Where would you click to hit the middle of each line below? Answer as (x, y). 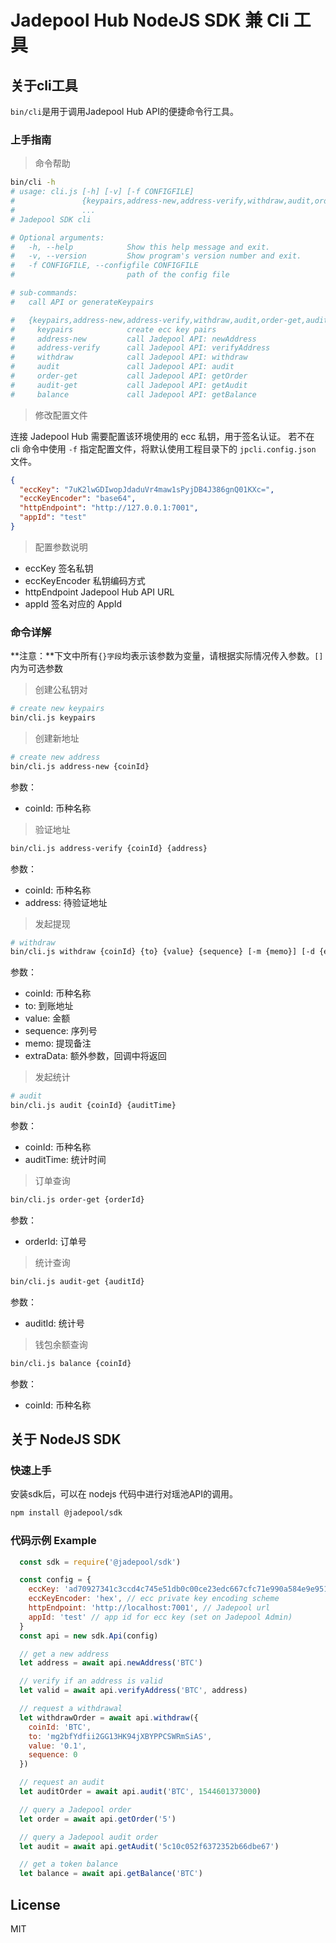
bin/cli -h (33, 182)
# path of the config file (120, 275)
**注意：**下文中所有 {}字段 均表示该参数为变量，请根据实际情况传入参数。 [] (167, 656)
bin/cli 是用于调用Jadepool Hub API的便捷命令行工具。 (124, 111)
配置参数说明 (61, 547)
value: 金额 (47, 1018)
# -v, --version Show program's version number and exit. (156, 256)
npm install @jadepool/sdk (66, 1513)
